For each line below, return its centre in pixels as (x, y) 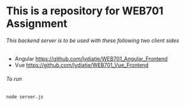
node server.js (25, 96)
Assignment (37, 24)
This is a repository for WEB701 (85, 11)
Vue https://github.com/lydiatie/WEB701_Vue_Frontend (82, 65)
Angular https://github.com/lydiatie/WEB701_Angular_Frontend (91, 59)
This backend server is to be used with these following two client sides (93, 40)
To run (14, 79)
